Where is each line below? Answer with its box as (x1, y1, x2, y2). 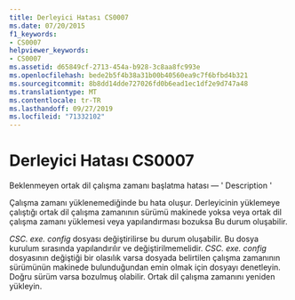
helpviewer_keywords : (9, 46, 90, 55)
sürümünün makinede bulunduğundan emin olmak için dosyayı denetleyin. (9, 262, 282, 272)
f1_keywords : (9, 29, 58, 38)
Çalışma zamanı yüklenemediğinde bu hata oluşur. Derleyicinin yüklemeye (9, 198, 281, 208)
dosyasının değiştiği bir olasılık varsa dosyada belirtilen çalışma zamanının (9, 253, 281, 264)
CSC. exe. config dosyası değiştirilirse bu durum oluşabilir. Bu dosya (9, 233, 259, 245)
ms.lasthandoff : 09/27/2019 (9, 104, 114, 113)
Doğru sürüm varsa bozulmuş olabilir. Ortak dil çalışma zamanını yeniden (9, 272, 275, 282)
